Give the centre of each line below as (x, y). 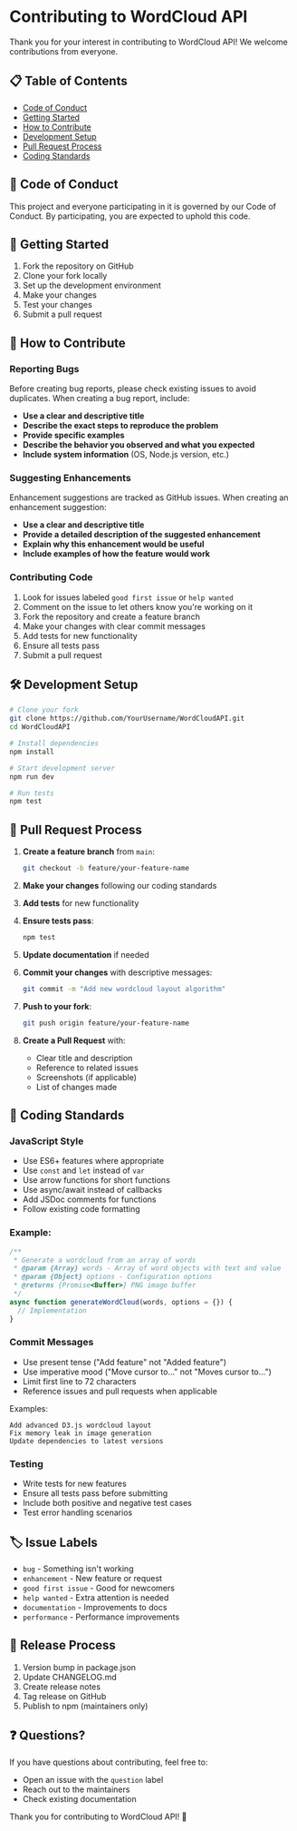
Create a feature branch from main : (89, 852)
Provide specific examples (73, 435)
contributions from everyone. (64, 51)
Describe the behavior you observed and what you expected (139, 445)
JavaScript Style (47, 1141)
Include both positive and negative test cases (107, 1503)
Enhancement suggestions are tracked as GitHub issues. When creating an (149, 497)
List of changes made (77, 1087)
